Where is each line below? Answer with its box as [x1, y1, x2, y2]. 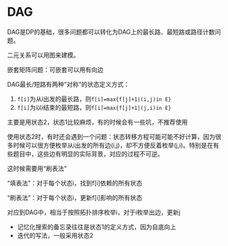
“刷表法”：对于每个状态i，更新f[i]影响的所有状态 [7, 193, 143, 201]
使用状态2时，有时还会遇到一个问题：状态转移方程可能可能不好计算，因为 [7, 132, 216, 141]
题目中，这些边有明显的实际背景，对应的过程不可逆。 [12, 149, 163, 158]
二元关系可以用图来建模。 [7, 51, 80, 59]
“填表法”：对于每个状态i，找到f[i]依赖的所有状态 [7, 179, 143, 187]
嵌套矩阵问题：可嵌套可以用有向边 [7, 65, 104, 74]
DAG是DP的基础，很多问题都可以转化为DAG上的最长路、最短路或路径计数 [7, 27, 215, 36]
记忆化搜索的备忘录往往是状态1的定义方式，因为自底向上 [16, 223, 176, 231]
